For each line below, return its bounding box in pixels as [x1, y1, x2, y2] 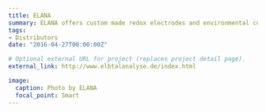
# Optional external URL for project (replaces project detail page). [8, 55, 246, 63]
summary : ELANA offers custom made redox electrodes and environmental [8, 19, 249, 27]
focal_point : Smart [15, 91, 80, 99]
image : [8, 77, 30, 84]
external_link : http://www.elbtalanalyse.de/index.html [8, 62, 196, 71]
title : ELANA [8, 11, 51, 20]
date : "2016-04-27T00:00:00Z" [8, 41, 108, 49]
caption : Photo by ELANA [15, 84, 97, 91]
